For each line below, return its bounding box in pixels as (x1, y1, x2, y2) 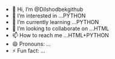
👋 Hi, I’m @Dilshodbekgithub (11, 6, 84, 13)
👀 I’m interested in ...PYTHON (11, 12, 86, 19)
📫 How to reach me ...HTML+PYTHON (11, 32, 109, 39)
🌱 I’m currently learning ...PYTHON (11, 19, 99, 25)
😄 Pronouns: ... (11, 40, 51, 48)
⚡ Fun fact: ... (11, 47, 45, 54)
